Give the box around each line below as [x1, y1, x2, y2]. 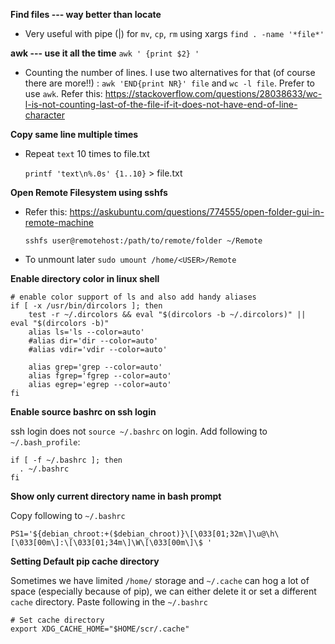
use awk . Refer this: [24, 88, 103, 99]
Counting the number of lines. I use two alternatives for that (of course [24, 67, 316, 78]
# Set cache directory [10, 615, 105, 625]
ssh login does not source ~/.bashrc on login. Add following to [10, 425, 268, 437]
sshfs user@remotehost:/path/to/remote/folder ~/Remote [24, 236, 263, 246]
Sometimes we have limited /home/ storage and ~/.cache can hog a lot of [10, 575, 310, 586]
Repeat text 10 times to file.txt [24, 148, 150, 159]
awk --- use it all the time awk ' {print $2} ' [10, 47, 200, 59]
